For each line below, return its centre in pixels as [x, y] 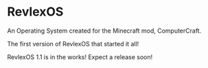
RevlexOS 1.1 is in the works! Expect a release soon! [80, 57]
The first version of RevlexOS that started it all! [73, 44]
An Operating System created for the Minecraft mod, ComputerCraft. [104, 31]
